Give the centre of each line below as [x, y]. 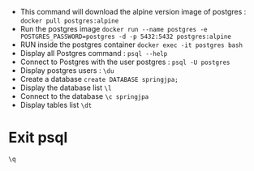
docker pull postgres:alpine [69, 21]
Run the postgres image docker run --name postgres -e [114, 29]
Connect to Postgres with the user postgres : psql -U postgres [125, 62]
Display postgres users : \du [67, 71]
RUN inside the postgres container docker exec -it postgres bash [131, 45]
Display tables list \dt [56, 105]
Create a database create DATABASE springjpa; [99, 79]
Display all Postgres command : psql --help [94, 53]
